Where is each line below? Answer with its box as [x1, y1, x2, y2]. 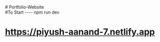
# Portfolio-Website [5, 4, 44, 10]
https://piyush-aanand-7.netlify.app [5, 26, 155, 38]
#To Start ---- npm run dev [5, 9, 60, 15]
